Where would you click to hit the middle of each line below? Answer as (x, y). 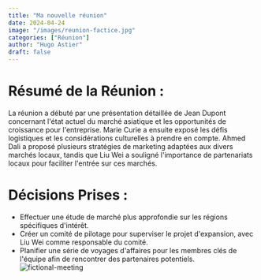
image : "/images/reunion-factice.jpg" (72, 30)
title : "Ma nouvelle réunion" (58, 15)
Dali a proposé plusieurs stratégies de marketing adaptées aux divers (121, 146)
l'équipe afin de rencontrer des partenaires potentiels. (107, 259)
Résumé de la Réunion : (86, 91)
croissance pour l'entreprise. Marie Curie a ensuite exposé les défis (118, 129)
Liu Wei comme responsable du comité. (84, 242)
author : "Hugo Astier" (45, 45)
